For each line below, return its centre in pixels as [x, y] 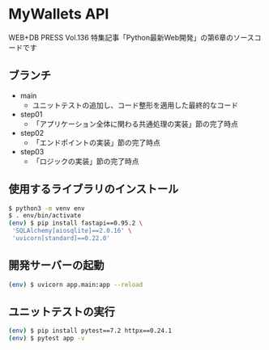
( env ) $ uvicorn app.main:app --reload [76, 285]
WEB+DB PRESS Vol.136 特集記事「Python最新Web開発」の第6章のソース [131, 37]
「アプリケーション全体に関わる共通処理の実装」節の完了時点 [135, 124]
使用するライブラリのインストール [94, 190]
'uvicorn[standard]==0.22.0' [61, 238]
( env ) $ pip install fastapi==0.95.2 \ [76, 223]
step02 [32, 133]
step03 [32, 151]
